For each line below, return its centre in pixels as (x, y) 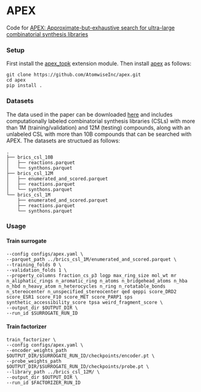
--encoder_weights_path (37, 350)
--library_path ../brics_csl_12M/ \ (53, 372)
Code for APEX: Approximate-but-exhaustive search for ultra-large (91, 28)
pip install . (25, 86)
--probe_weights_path (34, 361)
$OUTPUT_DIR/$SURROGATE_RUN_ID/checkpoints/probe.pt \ (78, 366)
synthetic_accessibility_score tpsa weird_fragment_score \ (85, 302)
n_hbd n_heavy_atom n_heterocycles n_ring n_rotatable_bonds (86, 286)
